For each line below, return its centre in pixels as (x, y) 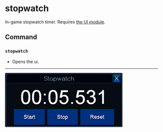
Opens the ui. (25, 62)
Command (21, 37)
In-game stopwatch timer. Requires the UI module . (55, 22)
